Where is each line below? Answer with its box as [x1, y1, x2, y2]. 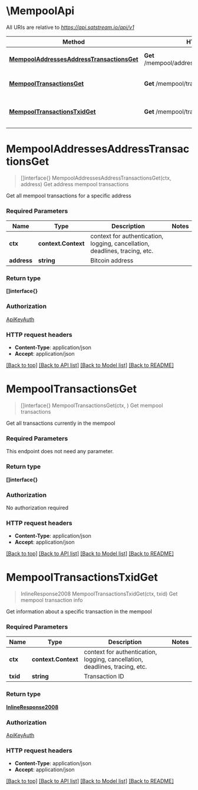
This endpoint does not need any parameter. [6, 448, 114, 455]
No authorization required [6, 504, 69, 511]
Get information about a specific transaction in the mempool [6, 608, 152, 615]
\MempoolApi [6, 4, 75, 18]
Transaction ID [84, 672, 125, 681]
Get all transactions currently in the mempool [6, 420, 115, 427]
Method [62, 37, 85, 45]
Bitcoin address [90, 256, 134, 265]
